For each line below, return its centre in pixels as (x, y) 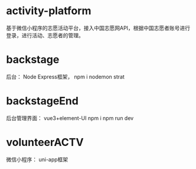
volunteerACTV (45, 142)
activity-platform (49, 11)
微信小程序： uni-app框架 (37, 159)
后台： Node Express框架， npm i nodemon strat (66, 77)
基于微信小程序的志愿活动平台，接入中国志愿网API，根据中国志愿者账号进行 (98, 28)
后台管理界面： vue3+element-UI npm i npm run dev (70, 118)
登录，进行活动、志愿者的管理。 (45, 35)
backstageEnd (42, 101)
